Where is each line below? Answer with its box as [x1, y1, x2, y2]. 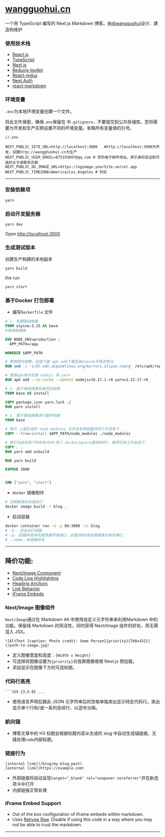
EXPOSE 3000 [5, 467, 29, 472]
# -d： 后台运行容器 [5, 528, 42, 533]
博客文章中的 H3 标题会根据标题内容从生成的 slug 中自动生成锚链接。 [12, 730, 152, 737]
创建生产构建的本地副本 [5, 256, 53, 262]
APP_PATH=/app [9, 341, 38, 347]
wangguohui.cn [5, 3, 71, 15]
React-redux [12, 72, 38, 78]
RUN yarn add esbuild [5, 449, 50, 454]
